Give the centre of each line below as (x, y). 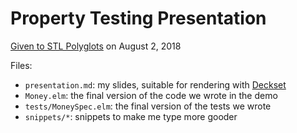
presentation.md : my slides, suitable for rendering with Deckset (155, 84)
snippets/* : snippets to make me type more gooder (131, 116)
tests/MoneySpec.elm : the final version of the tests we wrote (148, 106)
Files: (21, 65)
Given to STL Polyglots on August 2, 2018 (96, 46)
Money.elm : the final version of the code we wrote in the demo (151, 95)
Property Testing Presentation (138, 18)
